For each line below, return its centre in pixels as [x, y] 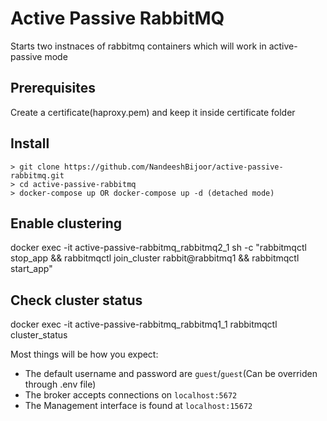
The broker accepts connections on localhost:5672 [131, 395]
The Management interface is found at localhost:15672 [138, 406]
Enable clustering [66, 223]
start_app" [31, 269]
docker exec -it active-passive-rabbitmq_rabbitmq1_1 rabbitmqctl [144, 324]
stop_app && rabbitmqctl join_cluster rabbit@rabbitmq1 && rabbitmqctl [155, 258]
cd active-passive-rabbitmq [78, 184]
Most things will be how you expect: [84, 354]
